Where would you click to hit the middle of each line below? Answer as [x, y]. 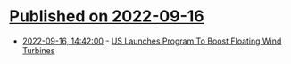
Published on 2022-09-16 [107, 16]
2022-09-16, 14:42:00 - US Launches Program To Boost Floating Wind [152, 41]
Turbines [38, 50]
